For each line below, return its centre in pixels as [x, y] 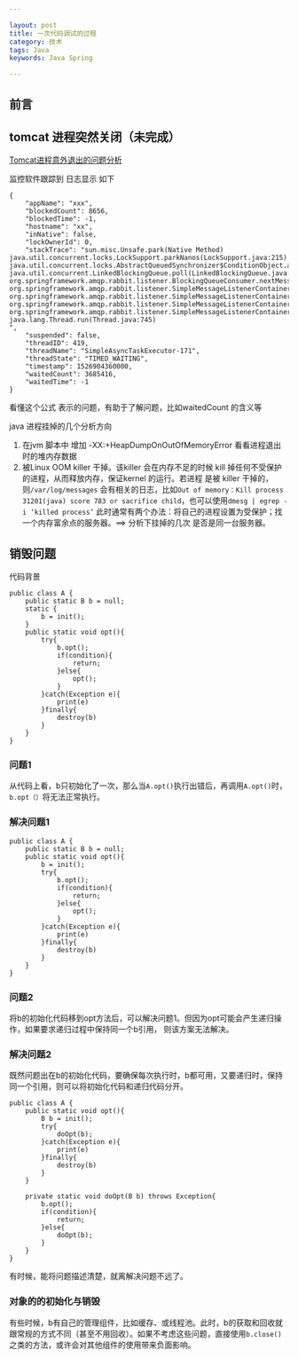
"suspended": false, [63, 336]
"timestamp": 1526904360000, [79, 367]
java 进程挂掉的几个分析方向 [61, 426]
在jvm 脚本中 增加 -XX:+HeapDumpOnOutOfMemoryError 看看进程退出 [152, 446]
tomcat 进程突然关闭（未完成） [94, 137]
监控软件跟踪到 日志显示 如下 [62, 179]
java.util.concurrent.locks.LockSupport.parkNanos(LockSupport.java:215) [149, 258]
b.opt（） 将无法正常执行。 [57, 797]
